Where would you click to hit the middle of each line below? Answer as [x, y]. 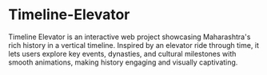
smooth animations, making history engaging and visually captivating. [123, 62]
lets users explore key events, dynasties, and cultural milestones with [122, 53]
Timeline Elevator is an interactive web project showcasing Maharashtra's [130, 37]
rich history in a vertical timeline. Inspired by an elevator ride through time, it [134, 45]
